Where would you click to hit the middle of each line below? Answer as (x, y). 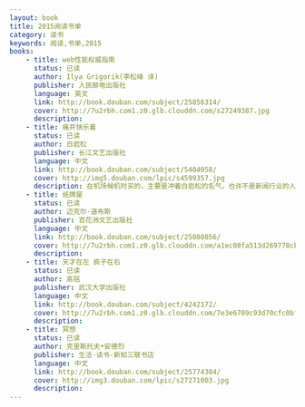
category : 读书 (37, 34)
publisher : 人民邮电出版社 (79, 85)
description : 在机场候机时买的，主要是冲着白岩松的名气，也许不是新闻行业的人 (165, 187)
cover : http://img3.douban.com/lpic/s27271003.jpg (131, 380)
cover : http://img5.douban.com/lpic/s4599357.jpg (129, 178)
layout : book (34, 18)
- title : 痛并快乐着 (61, 128)
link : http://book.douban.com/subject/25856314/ (127, 102)
